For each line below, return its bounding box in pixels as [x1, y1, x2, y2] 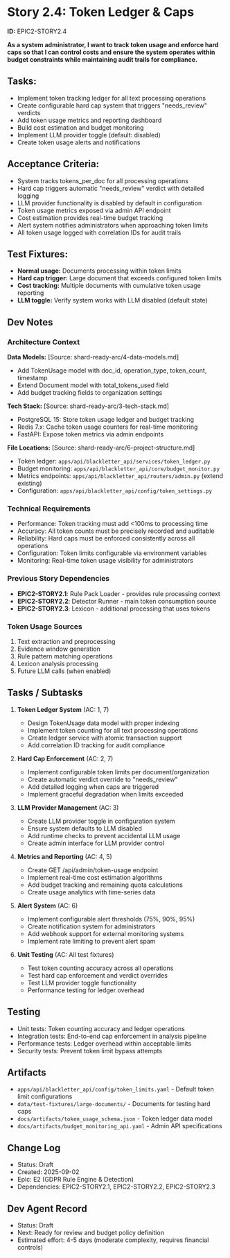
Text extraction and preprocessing [17, 637, 116, 645]
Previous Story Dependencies [7, 574, 110, 584]
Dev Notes [7, 316, 53, 328]
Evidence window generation [17, 645, 100, 653]
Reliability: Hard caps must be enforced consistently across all [17, 534, 195, 543]
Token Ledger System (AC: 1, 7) [17, 705, 109, 713]
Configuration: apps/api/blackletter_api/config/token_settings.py [17, 486, 213, 495]
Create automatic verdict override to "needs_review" [27, 775, 178, 783]
